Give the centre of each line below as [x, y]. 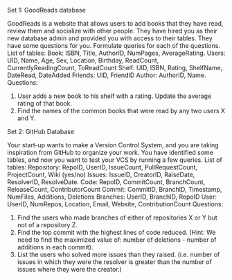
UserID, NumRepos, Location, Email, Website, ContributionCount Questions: [115, 204]
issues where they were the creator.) [70, 269]
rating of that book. [45, 103]
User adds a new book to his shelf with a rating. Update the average [114, 96]
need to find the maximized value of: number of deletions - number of [117, 240]
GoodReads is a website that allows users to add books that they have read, [115, 23]
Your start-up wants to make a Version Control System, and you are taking [113, 145]
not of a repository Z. [47, 225]
